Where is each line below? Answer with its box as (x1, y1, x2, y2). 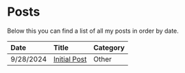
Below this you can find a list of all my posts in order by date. (7, 27, 180, 35)
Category (93, 42, 125, 52)
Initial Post (53, 54, 87, 63)
